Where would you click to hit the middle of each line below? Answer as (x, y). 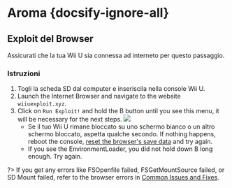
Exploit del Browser (50, 39)
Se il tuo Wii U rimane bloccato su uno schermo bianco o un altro (121, 126)
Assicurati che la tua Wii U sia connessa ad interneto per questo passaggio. (116, 55)
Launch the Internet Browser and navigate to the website (99, 96)
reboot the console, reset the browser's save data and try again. (120, 142)
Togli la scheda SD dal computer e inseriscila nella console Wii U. (111, 89)
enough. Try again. (55, 157)
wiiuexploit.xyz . (42, 103)
